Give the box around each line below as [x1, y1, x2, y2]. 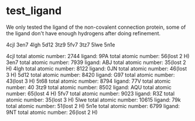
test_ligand [6, 4, 62, 18]
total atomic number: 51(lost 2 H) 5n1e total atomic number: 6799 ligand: [6, 102, 180, 109]
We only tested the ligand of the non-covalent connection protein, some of [6, 23, 186, 31]
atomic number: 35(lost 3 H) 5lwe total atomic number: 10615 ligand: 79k [6, 96, 181, 103]
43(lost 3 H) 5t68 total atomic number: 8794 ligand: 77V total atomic [6, 78, 171, 85]
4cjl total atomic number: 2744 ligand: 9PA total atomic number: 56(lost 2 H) [6, 52, 190, 59]
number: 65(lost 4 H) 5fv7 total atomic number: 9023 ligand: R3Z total [6, 90, 175, 97]
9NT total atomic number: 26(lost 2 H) [6, 109, 98, 116]
